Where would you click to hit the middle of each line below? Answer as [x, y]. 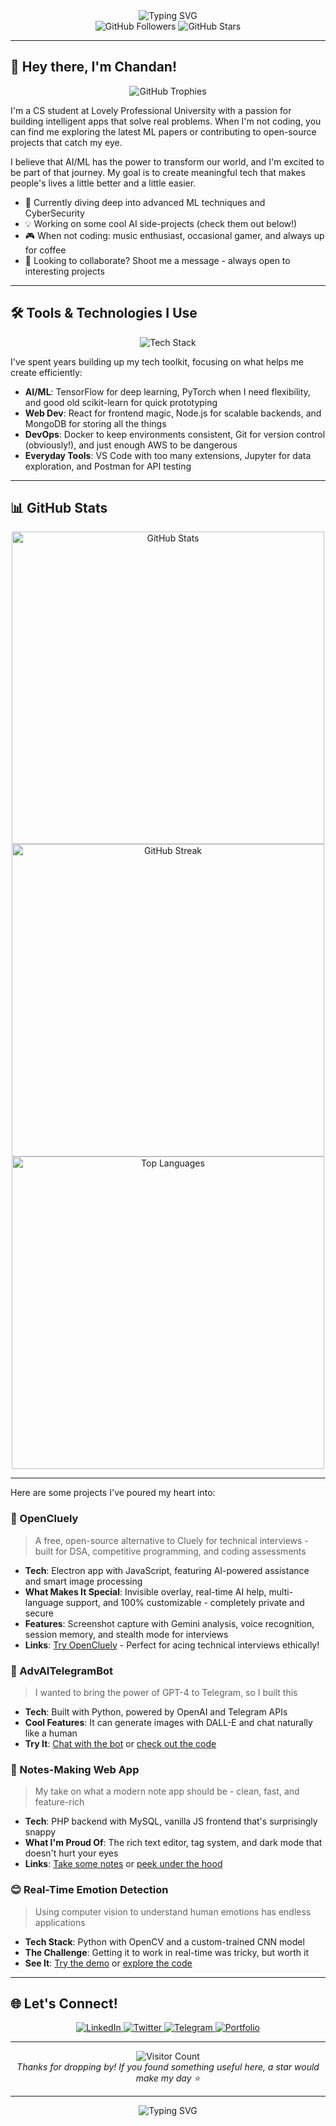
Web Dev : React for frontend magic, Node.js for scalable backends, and [173, 413]
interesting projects [64, 271]
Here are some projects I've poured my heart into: [113, 1493]
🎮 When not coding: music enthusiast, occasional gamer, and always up [174, 235]
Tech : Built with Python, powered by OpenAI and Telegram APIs [156, 1712]
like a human [51, 1733]
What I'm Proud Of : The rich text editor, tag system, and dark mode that [173, 1843]
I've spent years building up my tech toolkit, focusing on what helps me [157, 361]
